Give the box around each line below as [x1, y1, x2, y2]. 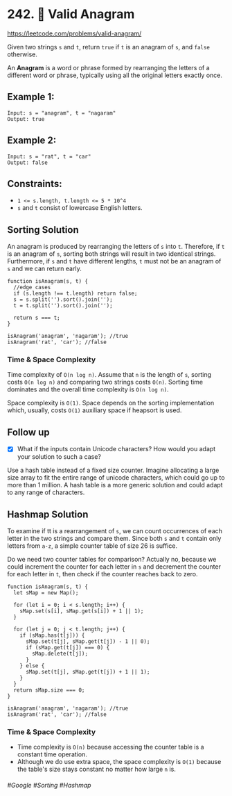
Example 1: [7, 91, 55, 103]
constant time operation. [17, 750, 88, 758]
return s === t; [13, 314, 60, 322]
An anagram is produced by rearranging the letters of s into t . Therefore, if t [7, 243, 225, 251]
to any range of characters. [7, 488, 85, 496]
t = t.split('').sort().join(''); [13, 302, 113, 309]
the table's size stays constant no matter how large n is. [17, 765, 177, 774]
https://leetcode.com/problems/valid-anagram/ [7, 29, 142, 38]
